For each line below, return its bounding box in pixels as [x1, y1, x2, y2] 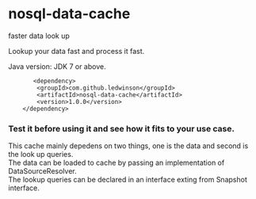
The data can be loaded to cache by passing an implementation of [8, 158, 225, 167]
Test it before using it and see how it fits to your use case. [8, 123, 235, 134]
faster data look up [8, 31, 70, 40]
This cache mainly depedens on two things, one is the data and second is [8, 141, 249, 151]
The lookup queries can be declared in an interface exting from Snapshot [8, 175, 247, 185]
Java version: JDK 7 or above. [8, 61, 106, 71]
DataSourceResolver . [8, 166, 77, 176]
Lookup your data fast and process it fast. [8, 46, 145, 55]
